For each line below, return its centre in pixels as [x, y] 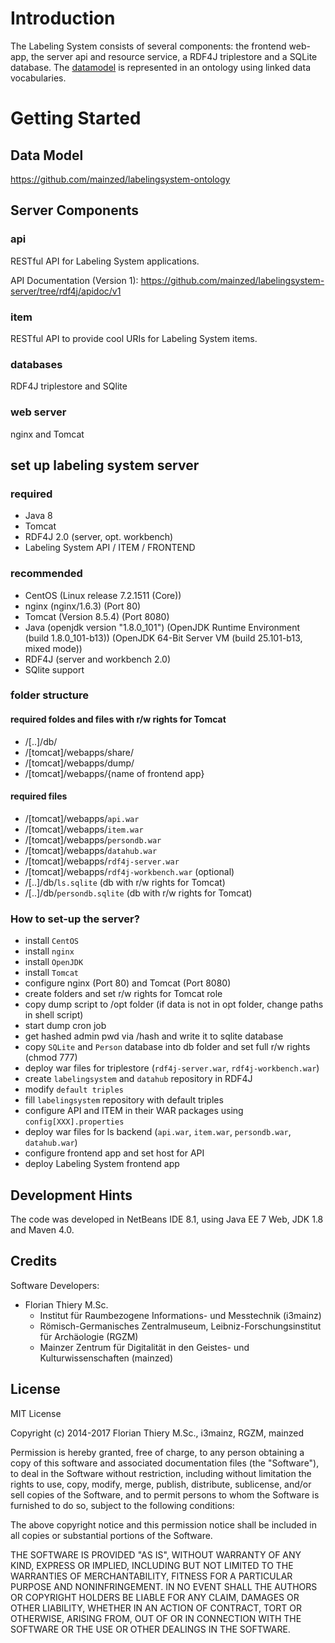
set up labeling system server [105, 465]
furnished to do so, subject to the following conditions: [122, 1505]
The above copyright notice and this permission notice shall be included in [163, 1524]
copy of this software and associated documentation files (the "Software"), [165, 1463]
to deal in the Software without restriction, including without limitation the [161, 1473]
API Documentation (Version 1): [74, 280]
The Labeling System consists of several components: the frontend [148, 46]
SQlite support [54, 669]
